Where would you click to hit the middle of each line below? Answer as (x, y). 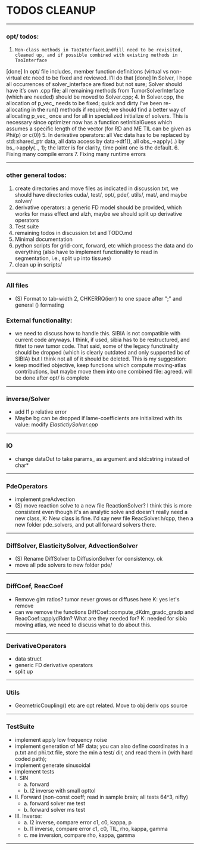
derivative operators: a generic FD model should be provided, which (98, 207)
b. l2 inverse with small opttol (60, 790)
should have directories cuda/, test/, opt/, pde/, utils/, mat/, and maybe (101, 194)
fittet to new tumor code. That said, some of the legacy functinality (96, 346)
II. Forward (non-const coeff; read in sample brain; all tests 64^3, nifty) (101, 797)
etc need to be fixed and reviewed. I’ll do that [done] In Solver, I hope (107, 78)
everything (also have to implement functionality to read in (86, 252)
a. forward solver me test (54, 803)
